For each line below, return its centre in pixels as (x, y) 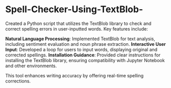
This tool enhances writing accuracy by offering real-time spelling (75, 75)
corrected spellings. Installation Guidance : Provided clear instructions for (83, 55)
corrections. (18, 81)
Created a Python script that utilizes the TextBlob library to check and (78, 23)
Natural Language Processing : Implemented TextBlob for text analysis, (80, 39)
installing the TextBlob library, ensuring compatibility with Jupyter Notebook (85, 60)
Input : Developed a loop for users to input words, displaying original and (81, 49)
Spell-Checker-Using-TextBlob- (74, 9)
